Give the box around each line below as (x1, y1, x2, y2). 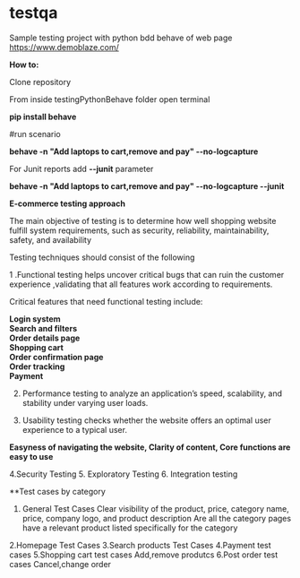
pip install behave (9, 111, 77, 122)
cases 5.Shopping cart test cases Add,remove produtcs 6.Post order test (9, 549, 279, 560)
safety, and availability (9, 234, 92, 245)
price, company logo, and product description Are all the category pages (21, 513, 292, 523)
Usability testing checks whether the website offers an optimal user (21, 415, 271, 426)
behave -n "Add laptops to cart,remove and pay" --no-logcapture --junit (9, 180, 285, 191)
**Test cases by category (9, 486, 106, 496)
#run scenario (9, 128, 61, 139)
